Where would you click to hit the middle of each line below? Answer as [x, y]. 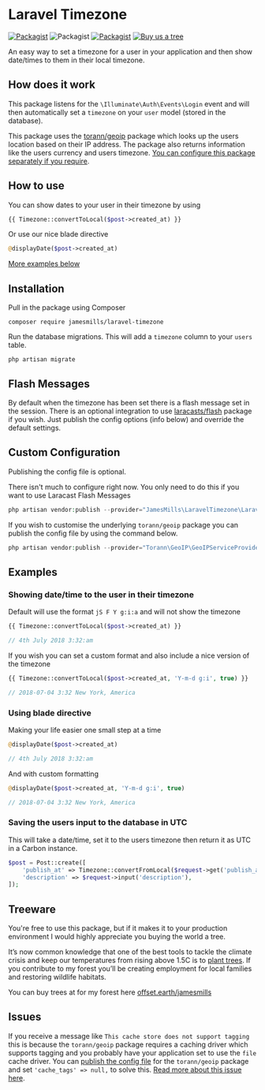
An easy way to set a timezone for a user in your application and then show [131, 51]
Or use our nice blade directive [58, 234]
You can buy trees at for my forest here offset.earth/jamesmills [110, 992]
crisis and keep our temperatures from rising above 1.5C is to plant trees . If [129, 961]
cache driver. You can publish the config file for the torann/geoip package [129, 1061]
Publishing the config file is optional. [67, 472]
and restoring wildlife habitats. [57, 977]
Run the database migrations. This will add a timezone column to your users [130, 337]
